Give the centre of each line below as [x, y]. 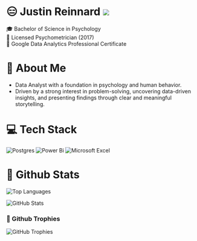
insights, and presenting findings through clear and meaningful [93, 98]
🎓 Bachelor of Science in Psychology [54, 28]
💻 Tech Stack [42, 130]
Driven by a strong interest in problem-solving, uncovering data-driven [103, 91]
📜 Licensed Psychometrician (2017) [50, 37]
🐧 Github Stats [43, 175]
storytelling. [30, 104]
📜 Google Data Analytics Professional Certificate [66, 43]
